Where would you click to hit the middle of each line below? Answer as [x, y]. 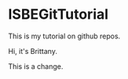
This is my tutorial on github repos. [64, 36]
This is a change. [36, 66]
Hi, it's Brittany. [33, 51]
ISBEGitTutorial [58, 14]
